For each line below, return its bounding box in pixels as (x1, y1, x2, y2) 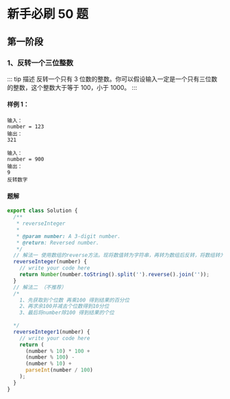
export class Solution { (7, 207, 78, 215)
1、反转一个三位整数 (7, 58, 74, 67)
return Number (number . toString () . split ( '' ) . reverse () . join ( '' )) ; (19, 271, 210, 278)
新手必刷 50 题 (7, 6, 89, 22)
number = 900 (7, 156, 44, 163)
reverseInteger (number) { (13, 258, 88, 265)
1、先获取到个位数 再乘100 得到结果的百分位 (19, 296, 130, 304)
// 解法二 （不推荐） (13, 284, 67, 291)
